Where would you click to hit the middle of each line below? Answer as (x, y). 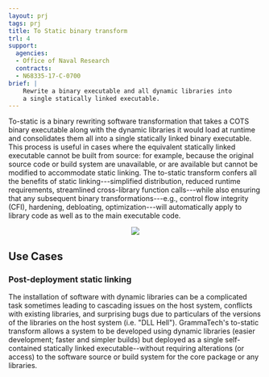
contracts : (34, 69)
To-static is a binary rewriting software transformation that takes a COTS (129, 121)
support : (23, 46)
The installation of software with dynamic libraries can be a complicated (128, 296)
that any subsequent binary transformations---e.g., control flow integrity (128, 199)
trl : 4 (19, 38)
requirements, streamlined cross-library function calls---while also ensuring (134, 190)
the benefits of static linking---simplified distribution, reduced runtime (124, 182)
